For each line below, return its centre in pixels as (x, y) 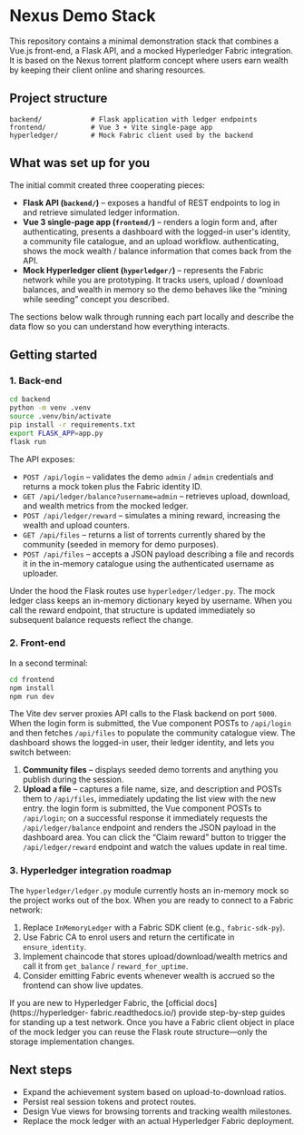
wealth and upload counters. (76, 525)
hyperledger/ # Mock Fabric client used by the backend (132, 135)
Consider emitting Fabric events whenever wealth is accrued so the (148, 975)
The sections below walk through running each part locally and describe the (152, 316)
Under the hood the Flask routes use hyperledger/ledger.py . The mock (142, 590)
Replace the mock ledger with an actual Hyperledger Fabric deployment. (158, 1120)
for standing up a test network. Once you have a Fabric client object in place (152, 1021)
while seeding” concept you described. (96, 299)
